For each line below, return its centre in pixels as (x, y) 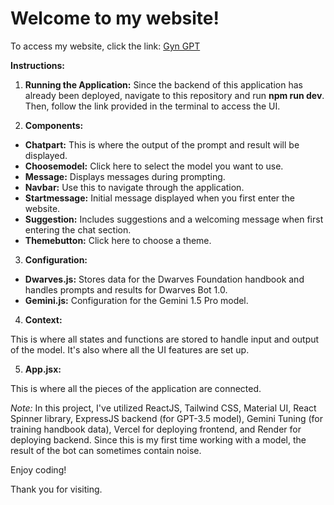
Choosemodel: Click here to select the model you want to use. (154, 166)
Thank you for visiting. (56, 489)
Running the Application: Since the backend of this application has (163, 84)
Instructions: (38, 65)
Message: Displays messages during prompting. (125, 176)
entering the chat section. (78, 229)
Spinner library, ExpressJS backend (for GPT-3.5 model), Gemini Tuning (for (167, 418)
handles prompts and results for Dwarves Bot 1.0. (126, 289)
